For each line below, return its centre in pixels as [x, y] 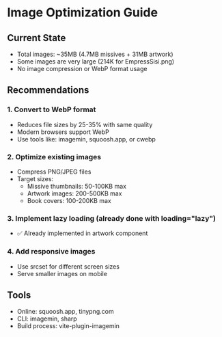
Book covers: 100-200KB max [69, 200]
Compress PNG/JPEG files [54, 172]
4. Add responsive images [51, 252]
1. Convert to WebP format [52, 109]
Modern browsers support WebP [63, 132]
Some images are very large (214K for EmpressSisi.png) [96, 62]
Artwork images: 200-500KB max [74, 193]
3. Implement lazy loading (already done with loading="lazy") [112, 218]
